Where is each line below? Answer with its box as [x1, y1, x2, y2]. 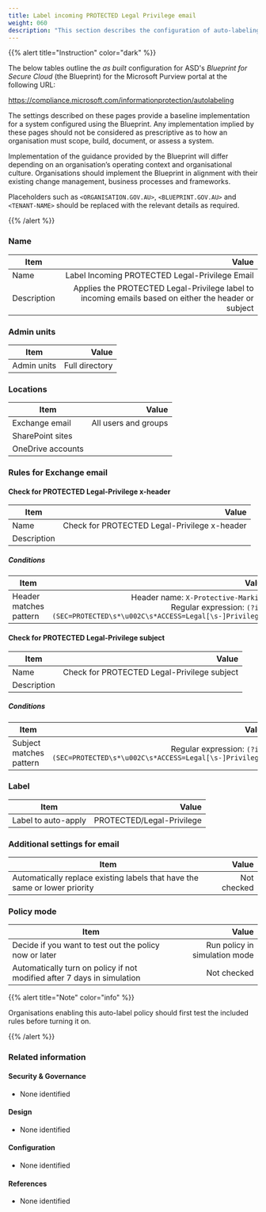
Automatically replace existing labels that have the [12, 873, 199, 884]
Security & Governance [8, 1071, 87, 1080]
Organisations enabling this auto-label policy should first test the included [8, 1008, 249, 1018]
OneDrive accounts [12, 443, 85, 454]
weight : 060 [8, 19, 47, 27]
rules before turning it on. [8, 1016, 91, 1027]
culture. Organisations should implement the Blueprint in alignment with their [8, 168, 258, 178]
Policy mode [8, 906, 57, 917]
